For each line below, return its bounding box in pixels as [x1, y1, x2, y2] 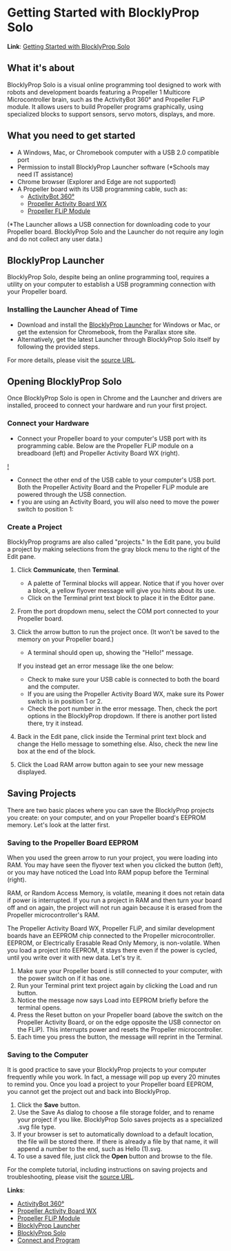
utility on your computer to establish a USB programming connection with [7, 281, 216, 289]
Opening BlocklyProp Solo [7, 376, 122, 387]
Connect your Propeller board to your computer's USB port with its [17, 434, 207, 443]
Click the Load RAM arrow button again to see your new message [17, 760, 204, 769]
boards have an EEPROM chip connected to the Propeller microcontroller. [7, 932, 216, 940]
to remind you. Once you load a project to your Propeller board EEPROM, [7, 1080, 214, 1088]
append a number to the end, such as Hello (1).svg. [17, 1145, 163, 1153]
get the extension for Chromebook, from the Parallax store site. [17, 327, 197, 336]
